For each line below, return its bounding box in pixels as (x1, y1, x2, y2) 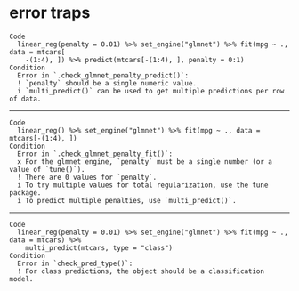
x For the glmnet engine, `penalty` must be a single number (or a (17, 157, 273, 166)
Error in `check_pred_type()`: (17, 259, 133, 268)
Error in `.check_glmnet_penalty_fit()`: (17, 150, 174, 158)
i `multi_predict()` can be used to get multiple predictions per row (17, 86, 285, 95)
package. (9, 188, 42, 198)
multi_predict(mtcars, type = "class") (25, 243, 174, 252)
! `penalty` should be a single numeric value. (17, 78, 198, 87)
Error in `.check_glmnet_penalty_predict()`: (17, 70, 190, 80)
